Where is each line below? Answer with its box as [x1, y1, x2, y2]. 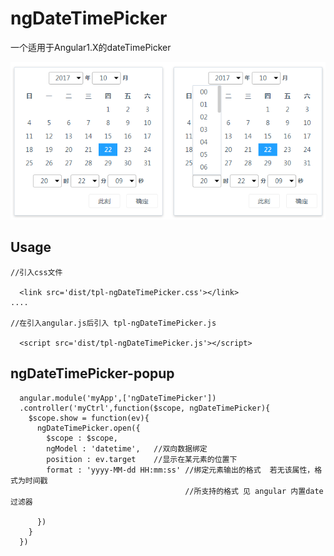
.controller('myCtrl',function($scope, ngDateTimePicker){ [19, 403, 271, 413]
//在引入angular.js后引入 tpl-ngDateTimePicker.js [10, 318, 217, 328]
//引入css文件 [10, 267, 63, 277]
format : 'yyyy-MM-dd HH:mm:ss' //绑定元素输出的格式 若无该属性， [46, 465, 315, 475]
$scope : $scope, [46, 433, 118, 443]
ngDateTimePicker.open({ [36, 423, 141, 433]
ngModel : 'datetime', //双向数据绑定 [46, 443, 208, 454]
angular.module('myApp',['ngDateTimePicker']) [19, 393, 217, 403]
